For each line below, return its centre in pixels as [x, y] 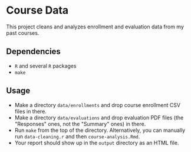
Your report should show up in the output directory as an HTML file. [97, 143]
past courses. [23, 33]
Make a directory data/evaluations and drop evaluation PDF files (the [99, 117]
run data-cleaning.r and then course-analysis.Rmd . [77, 136]
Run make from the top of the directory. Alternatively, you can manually [100, 130]
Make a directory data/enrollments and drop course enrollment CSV [98, 105]
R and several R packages [45, 66]
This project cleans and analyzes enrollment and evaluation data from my [95, 27]
